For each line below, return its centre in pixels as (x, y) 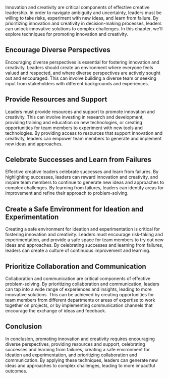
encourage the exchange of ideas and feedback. (56, 311)
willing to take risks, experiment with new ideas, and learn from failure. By (82, 18)
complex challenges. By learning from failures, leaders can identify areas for (84, 188)
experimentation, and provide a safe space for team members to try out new (84, 240)
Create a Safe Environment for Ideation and (74, 209)
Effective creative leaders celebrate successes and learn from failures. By (82, 172)
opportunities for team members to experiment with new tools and (74, 128)
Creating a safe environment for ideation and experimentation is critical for (83, 229)
